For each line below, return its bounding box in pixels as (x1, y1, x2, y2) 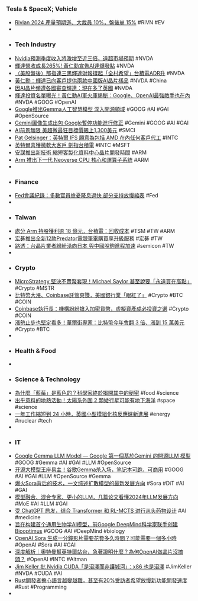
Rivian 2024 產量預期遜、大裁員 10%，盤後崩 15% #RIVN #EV (14, 19, 165, 26)
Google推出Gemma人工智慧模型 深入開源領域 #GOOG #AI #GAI (14, 106, 169, 113)
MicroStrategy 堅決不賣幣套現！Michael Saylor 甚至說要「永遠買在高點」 (14, 278, 192, 285)
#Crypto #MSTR (14, 284, 55, 292)
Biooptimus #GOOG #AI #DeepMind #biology (14, 528, 125, 535)
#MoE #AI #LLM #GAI (14, 500, 68, 507)
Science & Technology (14, 375, 81, 383)
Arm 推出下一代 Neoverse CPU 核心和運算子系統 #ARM (14, 156, 150, 163)
